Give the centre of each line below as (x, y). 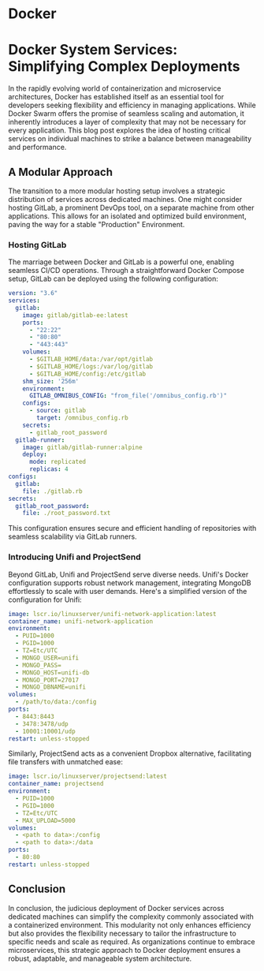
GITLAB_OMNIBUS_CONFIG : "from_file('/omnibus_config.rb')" (128, 396)
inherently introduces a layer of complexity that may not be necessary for (127, 122)
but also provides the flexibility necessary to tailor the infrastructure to (122, 933)
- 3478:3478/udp (42, 724)
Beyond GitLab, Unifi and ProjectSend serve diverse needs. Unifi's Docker (128, 574)
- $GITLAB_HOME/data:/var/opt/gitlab (91, 360)
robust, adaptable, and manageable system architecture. (100, 958)
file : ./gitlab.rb (52, 491)
